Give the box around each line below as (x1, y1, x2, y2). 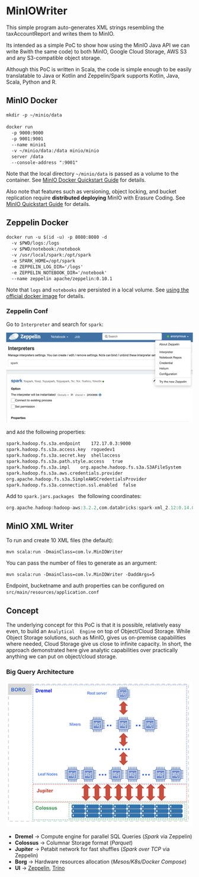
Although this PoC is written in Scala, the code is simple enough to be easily (6, 65, 192, 72)
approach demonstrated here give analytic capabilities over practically (6, 647, 178, 654)
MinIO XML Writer (6, 521, 74, 531)
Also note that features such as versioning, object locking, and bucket (6, 188, 176, 195)
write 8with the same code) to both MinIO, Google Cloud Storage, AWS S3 (6, 48, 187, 55)
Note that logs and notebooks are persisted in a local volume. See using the (6, 286, 190, 293)
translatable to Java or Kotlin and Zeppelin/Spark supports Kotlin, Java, (6, 72, 179, 79)
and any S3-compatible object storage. (6, 54, 102, 61)
